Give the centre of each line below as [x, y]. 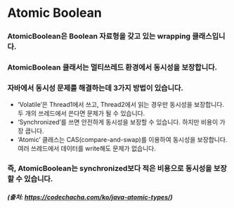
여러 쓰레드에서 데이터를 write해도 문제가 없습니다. [86, 148]
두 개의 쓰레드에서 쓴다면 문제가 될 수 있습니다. [81, 113]
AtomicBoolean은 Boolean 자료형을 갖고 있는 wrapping [99, 37]
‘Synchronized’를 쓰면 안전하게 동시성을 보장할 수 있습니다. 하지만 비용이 [118, 122]
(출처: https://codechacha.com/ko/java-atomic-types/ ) [90, 197]
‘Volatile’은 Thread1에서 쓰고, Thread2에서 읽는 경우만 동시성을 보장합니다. [121, 105]
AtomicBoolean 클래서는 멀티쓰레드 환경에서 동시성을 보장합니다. [112, 67]
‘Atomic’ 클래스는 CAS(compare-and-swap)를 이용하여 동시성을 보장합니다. [122, 140]
